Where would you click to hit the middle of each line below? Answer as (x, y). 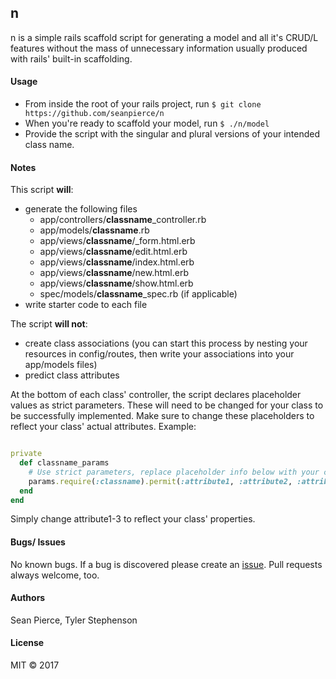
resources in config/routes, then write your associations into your (159, 354)
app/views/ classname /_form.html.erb (117, 241)
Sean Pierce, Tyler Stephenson (74, 620)
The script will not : (49, 324)
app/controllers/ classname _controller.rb (123, 220)
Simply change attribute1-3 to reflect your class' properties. (133, 519)
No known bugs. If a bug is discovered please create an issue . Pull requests (166, 564)
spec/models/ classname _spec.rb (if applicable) (138, 294)
